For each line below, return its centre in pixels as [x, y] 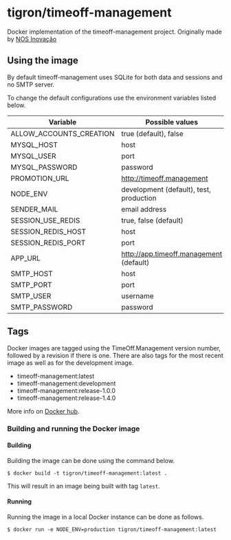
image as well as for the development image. [70, 363]
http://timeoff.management [165, 178]
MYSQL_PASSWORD [44, 167]
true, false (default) [152, 220]
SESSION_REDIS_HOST [48, 232]
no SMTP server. [31, 85]
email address [144, 209]
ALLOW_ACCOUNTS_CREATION [63, 133]
